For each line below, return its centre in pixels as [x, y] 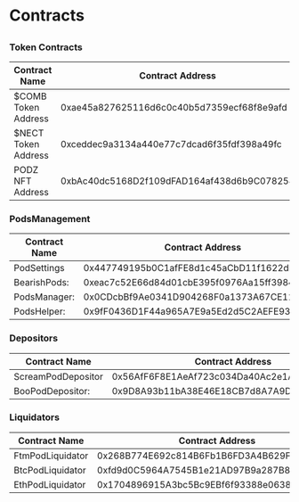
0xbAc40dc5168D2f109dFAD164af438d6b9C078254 [178, 181]
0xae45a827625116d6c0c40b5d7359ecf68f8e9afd [174, 107]
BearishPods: [41, 283]
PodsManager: [44, 297]
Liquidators [35, 417]
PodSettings [39, 268]
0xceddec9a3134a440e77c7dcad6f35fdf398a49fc [171, 144]
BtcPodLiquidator [50, 470]
